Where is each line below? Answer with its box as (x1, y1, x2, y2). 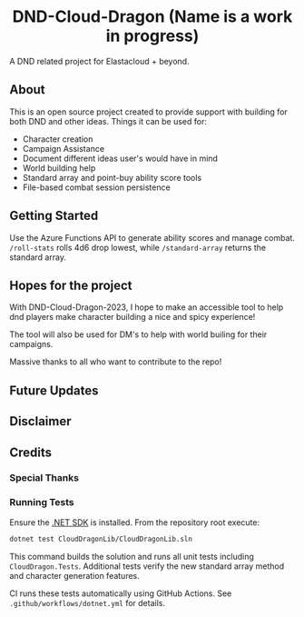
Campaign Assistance (22, 143, 105, 154)
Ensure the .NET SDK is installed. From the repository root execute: (9, 516, 260, 528)
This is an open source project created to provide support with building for (9, 106, 288, 117)
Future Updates (9, 383, 99, 398)
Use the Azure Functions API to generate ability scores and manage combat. (9, 232, 295, 243)
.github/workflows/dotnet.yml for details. (9, 597, 166, 608)
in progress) (105, 25, 200, 46)
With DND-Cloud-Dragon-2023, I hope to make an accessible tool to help (9, 302, 284, 313)
